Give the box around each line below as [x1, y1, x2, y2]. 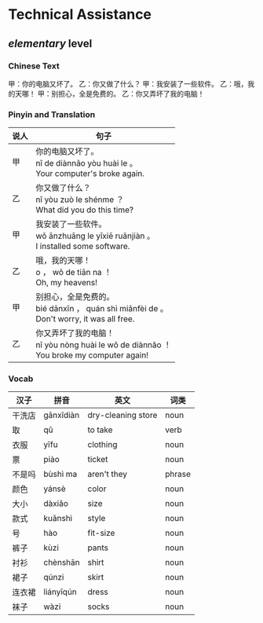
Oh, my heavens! [35, 277, 98, 288]
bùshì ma [43, 469, 78, 480]
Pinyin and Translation [8, 108, 96, 119]
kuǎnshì [43, 513, 73, 524]
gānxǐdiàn [43, 410, 80, 421]
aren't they [87, 469, 128, 480]
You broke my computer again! [35, 350, 149, 361]
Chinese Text [8, 60, 60, 71]
